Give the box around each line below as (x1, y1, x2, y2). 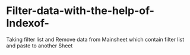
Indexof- (6, 16, 49, 30)
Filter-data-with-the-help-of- (6, 4, 154, 18)
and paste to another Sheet (6, 42, 73, 49)
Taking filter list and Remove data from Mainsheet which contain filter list (6, 36, 185, 43)
